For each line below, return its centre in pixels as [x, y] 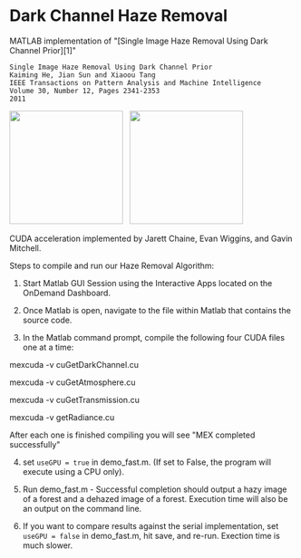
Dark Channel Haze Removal [119, 16]
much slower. [48, 545]
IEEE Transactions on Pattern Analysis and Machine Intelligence [135, 82]
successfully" [35, 444]
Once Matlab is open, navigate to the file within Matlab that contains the [157, 310]
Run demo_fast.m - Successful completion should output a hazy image [155, 489]
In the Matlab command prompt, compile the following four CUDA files [154, 337]
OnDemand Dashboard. [67, 293]
